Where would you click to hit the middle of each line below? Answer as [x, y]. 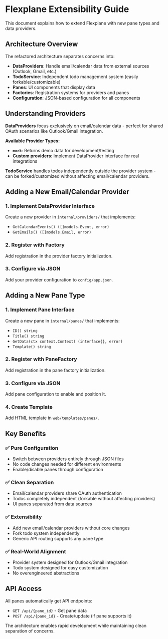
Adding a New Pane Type [45, 296]
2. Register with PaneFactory [41, 359]
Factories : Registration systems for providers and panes [71, 92]
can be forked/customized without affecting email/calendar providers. [77, 176]
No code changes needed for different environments [67, 464]
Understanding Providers [46, 114]
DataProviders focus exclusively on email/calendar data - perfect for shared [84, 126]
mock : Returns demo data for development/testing [63, 150]
